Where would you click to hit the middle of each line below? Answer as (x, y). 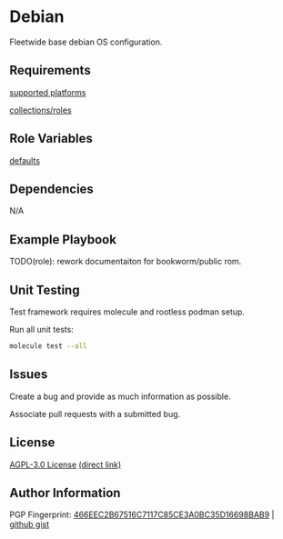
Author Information (65, 493)
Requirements (50, 70)
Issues (29, 374)
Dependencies (51, 189)
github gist (30, 524)
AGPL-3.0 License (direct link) (66, 464)
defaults (25, 160)
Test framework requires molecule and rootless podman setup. (127, 312)
